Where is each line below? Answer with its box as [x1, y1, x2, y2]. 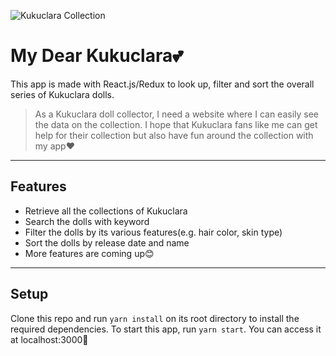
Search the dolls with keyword [24, 215, 150, 227]
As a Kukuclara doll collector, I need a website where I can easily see [34, 108, 320, 120]
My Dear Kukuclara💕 [10, 45, 184, 67]
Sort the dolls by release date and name [24, 236, 190, 249]
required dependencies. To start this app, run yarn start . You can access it [10, 323, 322, 335]
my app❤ [34, 140, 75, 152]
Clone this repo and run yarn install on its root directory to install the [10, 312, 300, 324]
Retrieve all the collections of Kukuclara [24, 205, 188, 217]
